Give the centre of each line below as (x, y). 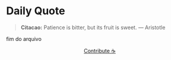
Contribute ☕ (100, 50)
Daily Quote (36, 11)
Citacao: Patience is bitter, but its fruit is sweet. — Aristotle (93, 27)
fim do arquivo (24, 39)
